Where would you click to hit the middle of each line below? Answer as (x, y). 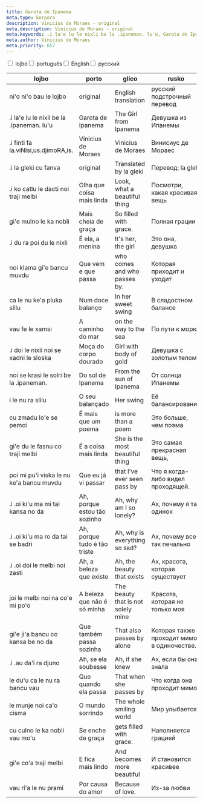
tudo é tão (93, 544)
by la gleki (129, 171)
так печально (171, 544)
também (91, 634)
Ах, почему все (173, 536)
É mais (88, 414)
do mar (89, 336)
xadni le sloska (30, 357)
